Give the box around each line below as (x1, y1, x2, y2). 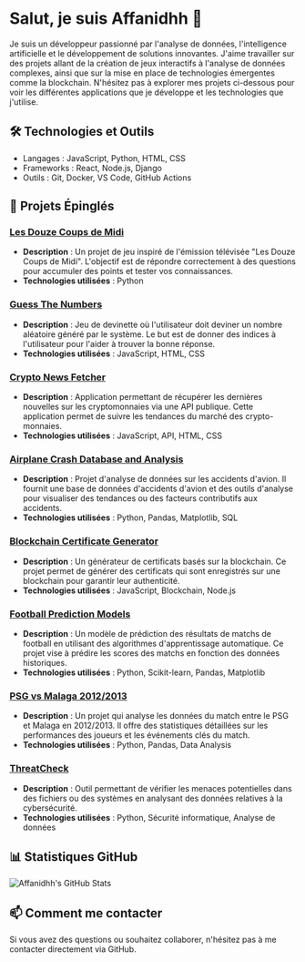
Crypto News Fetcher (9, 371, 107, 384)
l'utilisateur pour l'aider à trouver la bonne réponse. (22, 338, 216, 349)
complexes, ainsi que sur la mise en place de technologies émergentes (9, 67, 276, 78)
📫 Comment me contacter (9, 906, 163, 921)
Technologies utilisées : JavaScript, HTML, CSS (22, 348, 206, 359)
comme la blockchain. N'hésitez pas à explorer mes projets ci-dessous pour (9, 77, 295, 87)
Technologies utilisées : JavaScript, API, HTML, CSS (22, 430, 223, 441)
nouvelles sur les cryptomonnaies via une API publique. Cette (22, 401, 253, 413)
